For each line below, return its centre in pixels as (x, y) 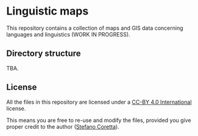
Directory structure (44, 54)
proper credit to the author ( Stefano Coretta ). (63, 126)
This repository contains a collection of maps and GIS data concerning (95, 28)
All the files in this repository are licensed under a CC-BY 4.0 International (99, 102)
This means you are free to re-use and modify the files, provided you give (99, 120)
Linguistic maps (48, 11)
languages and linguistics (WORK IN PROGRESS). (68, 34)
